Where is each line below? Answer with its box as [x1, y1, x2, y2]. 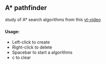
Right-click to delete [12, 44, 52, 50]
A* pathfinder [5, 4, 47, 12]
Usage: [5, 28, 20, 34]
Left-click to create [12, 39, 50, 45]
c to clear [12, 55, 31, 61]
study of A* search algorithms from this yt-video [5, 16, 101, 22]
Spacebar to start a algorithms [12, 50, 73, 55]
